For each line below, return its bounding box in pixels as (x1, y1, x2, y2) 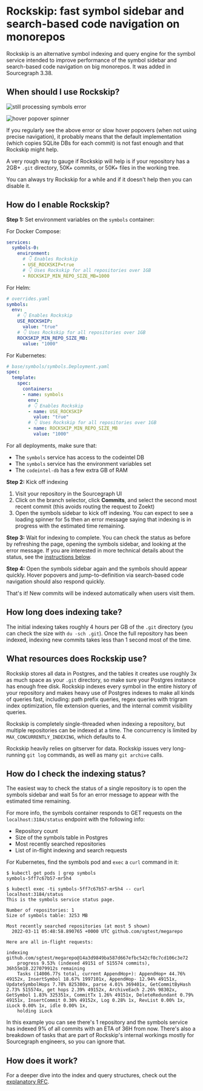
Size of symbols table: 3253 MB (6, 913, 88, 919)
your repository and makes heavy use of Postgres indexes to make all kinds (6, 689, 195, 696)
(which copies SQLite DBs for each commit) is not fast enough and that (6, 139, 184, 147)
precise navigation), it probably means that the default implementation (6, 133, 182, 140)
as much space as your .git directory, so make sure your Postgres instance (6, 676, 196, 683)
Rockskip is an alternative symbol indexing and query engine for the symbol (6, 50, 196, 57)
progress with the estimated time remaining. (15, 522, 125, 529)
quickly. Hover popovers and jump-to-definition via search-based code (6, 571, 184, 579)
